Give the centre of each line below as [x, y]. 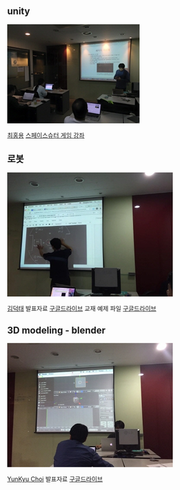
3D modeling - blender [56, 330]
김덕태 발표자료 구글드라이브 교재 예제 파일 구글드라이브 [82, 308]
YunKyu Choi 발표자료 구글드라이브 [55, 479]
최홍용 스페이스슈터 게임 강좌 [46, 135]
